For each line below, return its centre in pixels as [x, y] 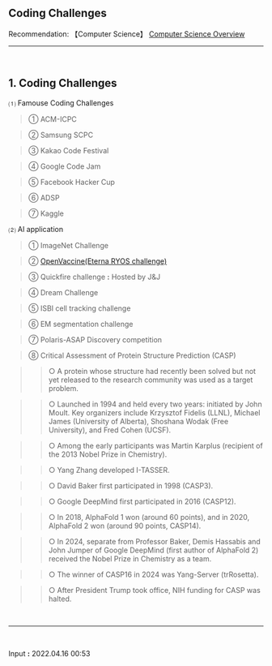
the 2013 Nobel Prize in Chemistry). [108, 454]
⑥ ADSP [44, 197]
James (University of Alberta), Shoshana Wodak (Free [138, 421]
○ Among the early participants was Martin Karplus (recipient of [155, 445]
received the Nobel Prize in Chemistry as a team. [130, 558]
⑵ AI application [36, 229]
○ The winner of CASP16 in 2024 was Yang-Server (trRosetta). [153, 574]
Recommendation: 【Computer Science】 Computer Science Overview [127, 34]
